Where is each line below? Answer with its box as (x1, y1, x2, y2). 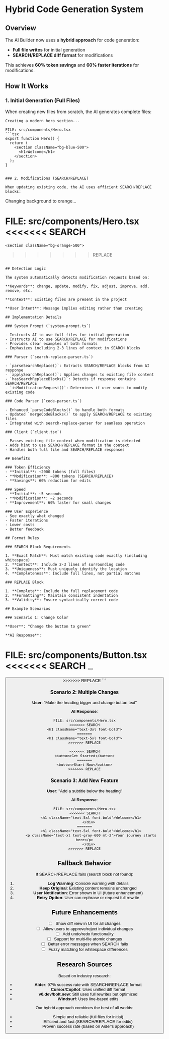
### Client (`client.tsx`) (5, 429, 62, 435)
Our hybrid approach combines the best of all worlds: (35, 1005, 134, 1011)
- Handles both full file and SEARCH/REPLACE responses (5, 447, 125, 452)
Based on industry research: (58, 973, 111, 978)
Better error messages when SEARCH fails (48, 942, 128, 947)
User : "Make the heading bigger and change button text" (32, 700, 137, 705)
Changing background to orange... (5, 198, 76, 204)
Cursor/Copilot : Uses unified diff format (50, 987, 126, 993)
